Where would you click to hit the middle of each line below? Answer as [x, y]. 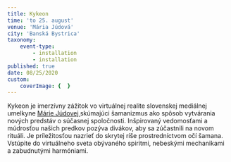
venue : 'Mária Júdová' [40, 27]
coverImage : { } [45, 86]
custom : [19, 79]
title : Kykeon [28, 14]
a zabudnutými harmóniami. [48, 151]
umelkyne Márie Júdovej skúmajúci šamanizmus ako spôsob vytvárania [111, 113]
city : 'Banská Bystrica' [44, 33]
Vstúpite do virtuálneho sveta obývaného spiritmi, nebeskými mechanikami [116, 143]
